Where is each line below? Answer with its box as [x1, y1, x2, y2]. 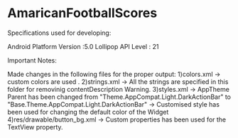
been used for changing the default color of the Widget [7, 107, 169, 116]
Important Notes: [7, 55, 57, 65]
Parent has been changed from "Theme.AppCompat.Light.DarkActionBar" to [7, 92, 231, 101]
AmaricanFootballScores [7, 5, 158, 21]
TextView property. [7, 122, 63, 131]
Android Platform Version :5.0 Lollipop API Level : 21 [7, 42, 159, 51]
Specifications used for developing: [7, 28, 112, 37]
